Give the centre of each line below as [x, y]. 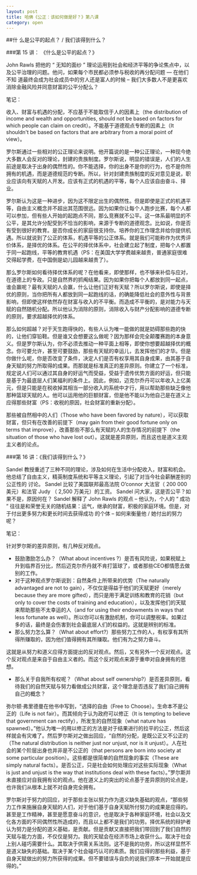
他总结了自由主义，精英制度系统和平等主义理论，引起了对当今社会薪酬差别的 [98, 477]
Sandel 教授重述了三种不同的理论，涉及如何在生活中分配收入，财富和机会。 [97, 470]
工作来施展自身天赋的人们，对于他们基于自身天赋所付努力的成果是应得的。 [101, 807]
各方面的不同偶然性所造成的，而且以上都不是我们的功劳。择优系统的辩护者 [101, 822]
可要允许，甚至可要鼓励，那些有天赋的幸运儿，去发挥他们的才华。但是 [106, 351]
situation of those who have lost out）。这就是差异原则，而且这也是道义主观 [97, 437]
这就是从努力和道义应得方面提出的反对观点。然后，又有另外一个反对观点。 [96, 652]
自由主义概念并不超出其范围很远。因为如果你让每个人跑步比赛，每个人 [101, 208]
